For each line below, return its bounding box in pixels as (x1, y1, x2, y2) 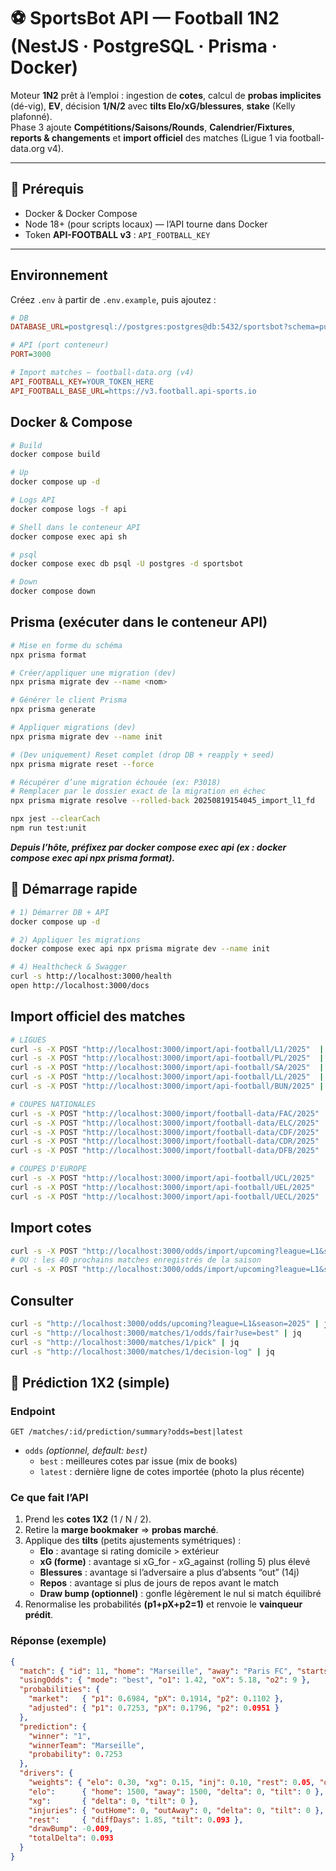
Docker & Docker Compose (24, 207, 138, 219)
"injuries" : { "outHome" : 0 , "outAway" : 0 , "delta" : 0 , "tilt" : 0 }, (28, 1805, 325, 1815)
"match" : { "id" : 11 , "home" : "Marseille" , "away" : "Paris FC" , (19, 1666, 293, 1676)
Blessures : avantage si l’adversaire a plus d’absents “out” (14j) (39, 1566, 300, 1579)
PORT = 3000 (10, 350, 52, 360)
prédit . (24, 1609, 54, 1621)
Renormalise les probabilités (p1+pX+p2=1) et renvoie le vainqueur (24, 1598, 303, 1610)
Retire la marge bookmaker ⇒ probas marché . (24, 1524, 219, 1536)
